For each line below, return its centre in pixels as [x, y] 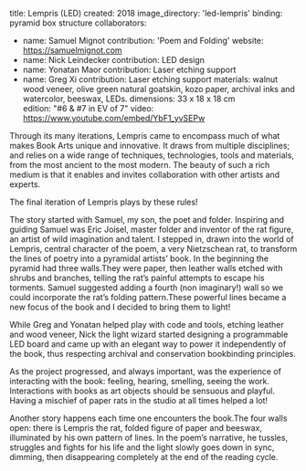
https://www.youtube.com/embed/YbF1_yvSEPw [114, 118]
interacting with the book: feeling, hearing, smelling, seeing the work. [140, 381]
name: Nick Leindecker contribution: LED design [114, 60]
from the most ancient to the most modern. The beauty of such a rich [140, 165]
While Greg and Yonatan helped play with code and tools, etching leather [147, 324]
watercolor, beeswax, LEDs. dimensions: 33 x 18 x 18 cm [129, 99]
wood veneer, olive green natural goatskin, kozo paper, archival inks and [158, 89]
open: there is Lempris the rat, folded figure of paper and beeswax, [136, 428]
